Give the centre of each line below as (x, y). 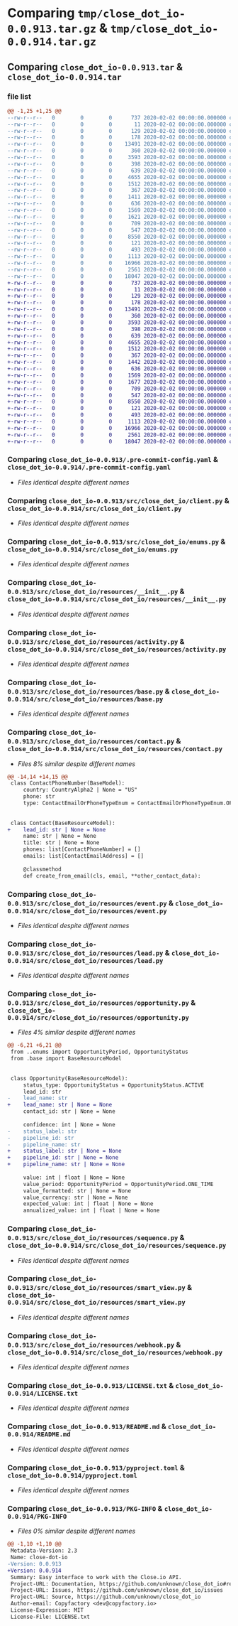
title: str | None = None (61, 843)
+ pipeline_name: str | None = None (66, 1164)
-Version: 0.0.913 (34, 1564)
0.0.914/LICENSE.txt (43, 1394)
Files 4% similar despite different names (76, 1033)
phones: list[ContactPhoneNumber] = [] (82, 850)
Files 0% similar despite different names (76, 1531)
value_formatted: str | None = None (77, 1191)
